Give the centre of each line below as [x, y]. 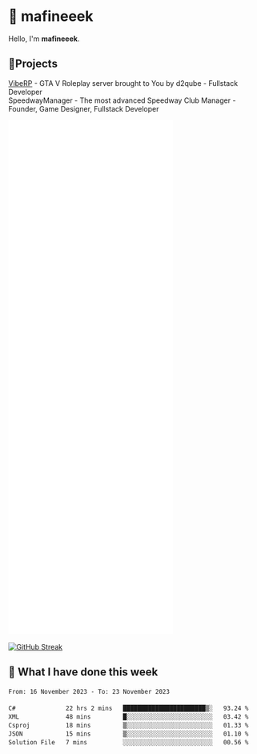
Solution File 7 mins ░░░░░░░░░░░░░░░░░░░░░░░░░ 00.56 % [128, 742]
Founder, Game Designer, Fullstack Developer [84, 108]
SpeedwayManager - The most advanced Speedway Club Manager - [122, 100]
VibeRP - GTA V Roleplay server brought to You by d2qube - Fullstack [123, 83]
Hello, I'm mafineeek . [44, 39]
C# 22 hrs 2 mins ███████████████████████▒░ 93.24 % [128, 709]
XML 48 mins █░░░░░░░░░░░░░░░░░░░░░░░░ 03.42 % [128, 717]
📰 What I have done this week [83, 672]
